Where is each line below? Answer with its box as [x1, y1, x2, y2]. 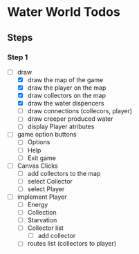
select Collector [27, 177, 73, 185]
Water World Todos [7, 4, 121, 20]
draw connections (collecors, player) [27, 107, 133, 115]
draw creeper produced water [27, 115, 113, 123]
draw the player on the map [27, 84, 106, 92]
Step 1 [7, 52, 28, 62]
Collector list [27, 224, 64, 232]
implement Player [17, 193, 67, 201]
